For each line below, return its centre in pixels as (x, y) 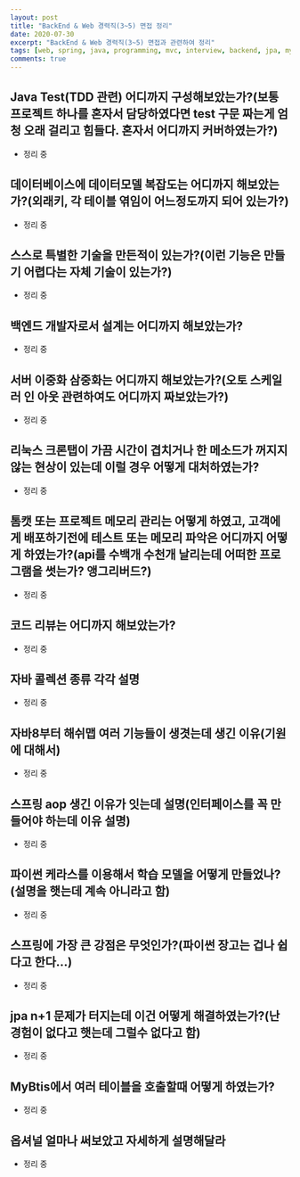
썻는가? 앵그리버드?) (98, 572)
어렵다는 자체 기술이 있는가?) (98, 272)
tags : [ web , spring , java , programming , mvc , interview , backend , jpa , (146, 51)
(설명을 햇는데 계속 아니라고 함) (90, 891)
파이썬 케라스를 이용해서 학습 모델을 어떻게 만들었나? (146, 875)
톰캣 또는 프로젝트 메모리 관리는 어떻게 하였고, (128, 521)
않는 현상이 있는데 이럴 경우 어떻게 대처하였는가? (135, 468)
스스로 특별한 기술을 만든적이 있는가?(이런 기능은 (136, 255)
